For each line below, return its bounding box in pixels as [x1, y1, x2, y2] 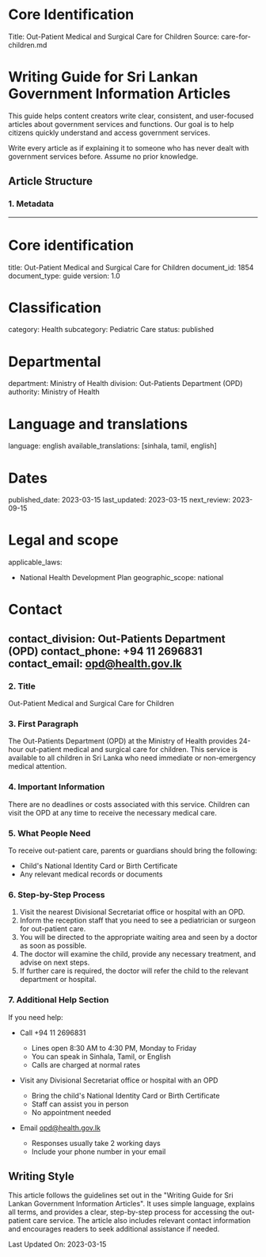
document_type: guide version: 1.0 [8, 271, 120, 281]
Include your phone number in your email [31, 1147, 166, 1156]
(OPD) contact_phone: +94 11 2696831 [8, 644, 203, 658]
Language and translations [8, 415, 188, 433]
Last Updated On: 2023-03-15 [8, 1240, 107, 1249]
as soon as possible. [19, 941, 87, 950]
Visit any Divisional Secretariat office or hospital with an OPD [19, 1076, 218, 1085]
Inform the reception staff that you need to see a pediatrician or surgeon [19, 915, 256, 925]
